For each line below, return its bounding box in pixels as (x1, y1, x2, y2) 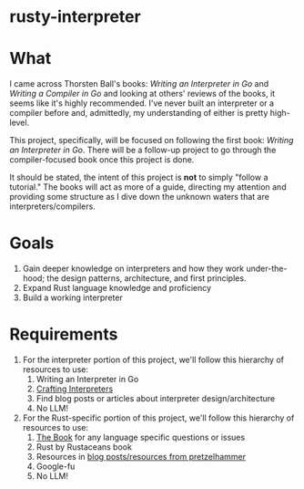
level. (9, 117, 30, 129)
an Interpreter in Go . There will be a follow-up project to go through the (9, 144, 277, 156)
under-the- (245, 263, 288, 275)
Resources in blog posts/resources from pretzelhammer (35, 452, 246, 462)
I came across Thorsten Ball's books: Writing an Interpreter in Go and (9, 78, 269, 89)
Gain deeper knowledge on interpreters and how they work (22, 263, 245, 275)
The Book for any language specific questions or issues (35, 432, 246, 442)
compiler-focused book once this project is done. (9, 154, 195, 165)
